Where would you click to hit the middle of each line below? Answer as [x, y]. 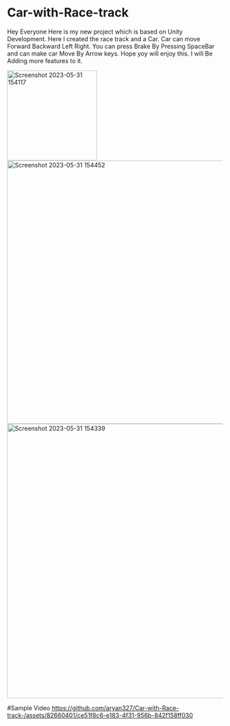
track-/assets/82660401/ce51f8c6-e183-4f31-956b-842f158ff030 [100, 715]
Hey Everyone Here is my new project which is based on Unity [95, 32]
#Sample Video [29, 707]
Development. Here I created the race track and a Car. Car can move [104, 38]
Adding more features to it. [45, 60]
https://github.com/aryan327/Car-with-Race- [115, 707]
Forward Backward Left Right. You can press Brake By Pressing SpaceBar [111, 46]
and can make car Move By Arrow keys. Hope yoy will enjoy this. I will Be [110, 54]
